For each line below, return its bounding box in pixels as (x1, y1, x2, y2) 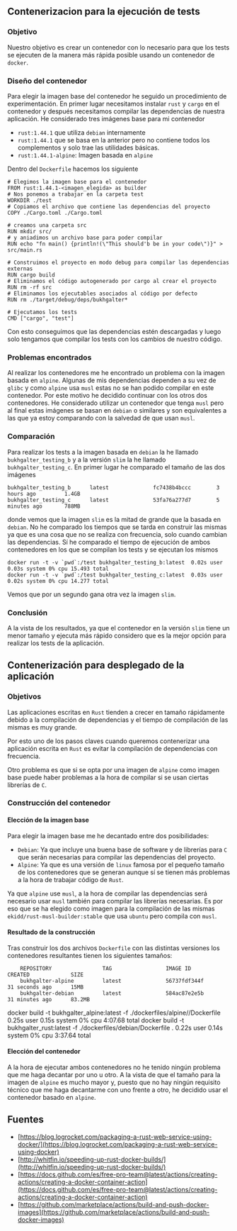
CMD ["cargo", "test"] (7, 315, 74, 322)
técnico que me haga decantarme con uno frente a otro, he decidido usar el (7, 1086, 229, 1094)
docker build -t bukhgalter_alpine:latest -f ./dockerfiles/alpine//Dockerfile (7, 1008, 221, 1017)
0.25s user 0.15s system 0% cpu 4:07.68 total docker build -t (7, 1015, 185, 1024)
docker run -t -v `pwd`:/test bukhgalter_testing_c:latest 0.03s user (7, 571, 223, 579)
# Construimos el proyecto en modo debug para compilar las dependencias (7, 259, 230, 266)
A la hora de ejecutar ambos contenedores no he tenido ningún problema (7, 1063, 221, 1071)
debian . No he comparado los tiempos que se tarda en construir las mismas (7, 523, 227, 531)
